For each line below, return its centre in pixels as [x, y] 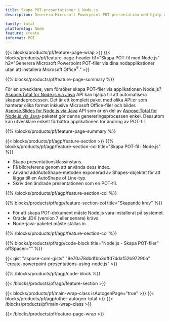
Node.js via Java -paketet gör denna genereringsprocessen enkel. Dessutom [85, 116]
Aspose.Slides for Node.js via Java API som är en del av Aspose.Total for [81, 111]
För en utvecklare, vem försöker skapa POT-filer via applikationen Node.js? [83, 89]
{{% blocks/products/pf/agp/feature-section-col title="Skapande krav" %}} [84, 203]
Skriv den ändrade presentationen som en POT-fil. [65, 183]
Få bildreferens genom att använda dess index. [61, 167]
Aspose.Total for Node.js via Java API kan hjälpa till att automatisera [76, 94]
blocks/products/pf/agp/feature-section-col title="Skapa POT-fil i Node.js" [83, 146]
